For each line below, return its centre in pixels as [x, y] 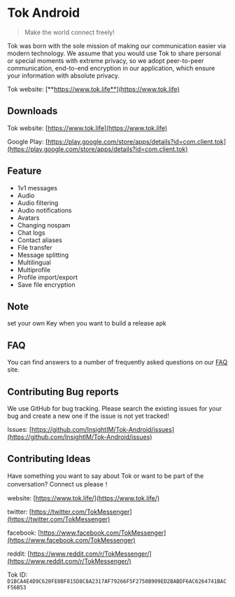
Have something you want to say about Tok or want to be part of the [106, 476]
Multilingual [34, 262]
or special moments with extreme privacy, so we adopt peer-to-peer [106, 60]
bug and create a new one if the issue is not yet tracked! [88, 416]
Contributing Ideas [49, 459]
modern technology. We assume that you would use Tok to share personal [114, 53]
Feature [24, 171]
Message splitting [43, 255]
